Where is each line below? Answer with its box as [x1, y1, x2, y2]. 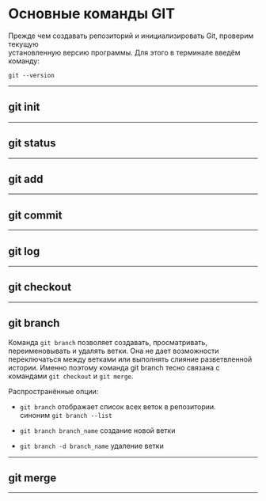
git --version [8, 71, 55, 79]
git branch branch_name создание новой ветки [19, 425, 176, 435]
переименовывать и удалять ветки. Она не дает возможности [8, 346, 219, 355]
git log [8, 245, 40, 258]
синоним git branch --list [19, 410, 112, 419]
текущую [8, 39, 40, 48]
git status [8, 136, 56, 150]
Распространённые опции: [8, 386, 99, 396]
